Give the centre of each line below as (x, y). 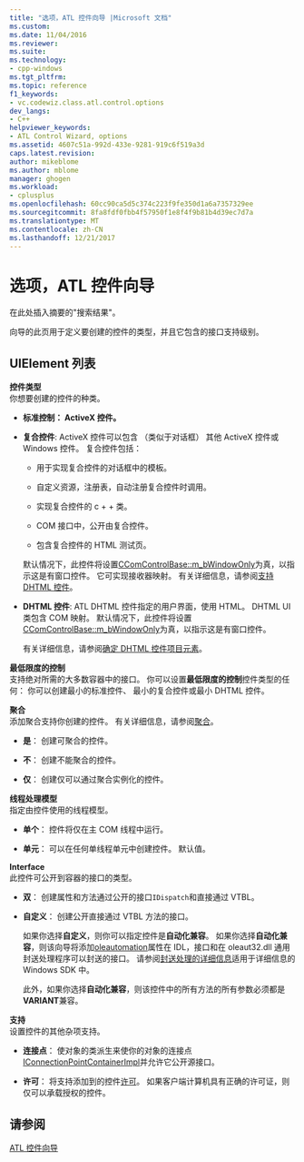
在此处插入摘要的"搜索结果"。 (65, 313)
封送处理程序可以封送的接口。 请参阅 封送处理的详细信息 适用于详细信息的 (159, 959)
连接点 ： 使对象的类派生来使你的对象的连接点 (107, 1051)
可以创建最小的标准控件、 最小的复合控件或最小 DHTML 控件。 (152, 691)
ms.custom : (30, 26)
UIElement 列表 (53, 364)
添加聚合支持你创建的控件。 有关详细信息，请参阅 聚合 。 (114, 722)
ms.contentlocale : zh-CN (56, 229)
